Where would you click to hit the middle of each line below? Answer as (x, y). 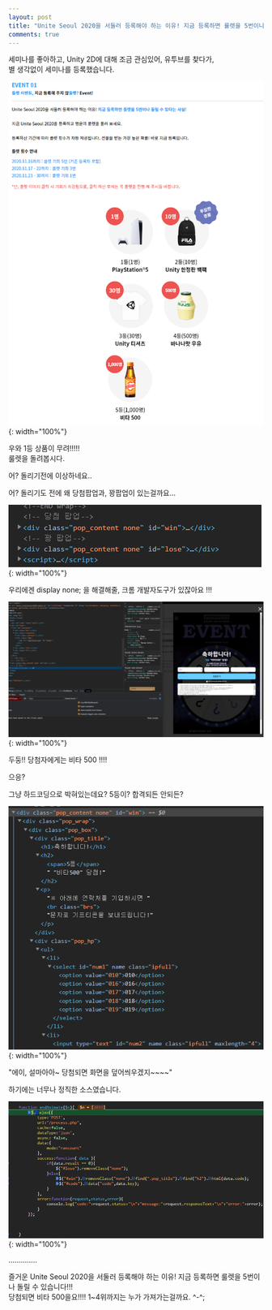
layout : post (30, 17)
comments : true (34, 34)
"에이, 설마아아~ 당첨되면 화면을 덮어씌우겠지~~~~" (90, 1072)
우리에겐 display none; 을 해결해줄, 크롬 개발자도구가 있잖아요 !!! (110, 589)
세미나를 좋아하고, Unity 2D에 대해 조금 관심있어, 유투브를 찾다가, (111, 59)
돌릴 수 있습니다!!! (45, 1287)
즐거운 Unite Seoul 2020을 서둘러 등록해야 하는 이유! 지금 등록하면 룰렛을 (125, 1277)
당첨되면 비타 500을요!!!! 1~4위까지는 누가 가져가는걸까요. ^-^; (107, 1297)
